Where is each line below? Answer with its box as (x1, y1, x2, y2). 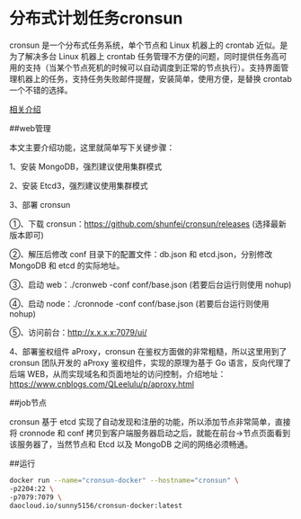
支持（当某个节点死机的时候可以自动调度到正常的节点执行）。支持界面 (24, 62, 281, 73)
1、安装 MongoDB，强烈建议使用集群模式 (9, 161, 163, 172)
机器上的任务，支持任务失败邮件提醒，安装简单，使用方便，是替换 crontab (16, 73, 292, 84)
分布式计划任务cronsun (9, 8, 183, 29)
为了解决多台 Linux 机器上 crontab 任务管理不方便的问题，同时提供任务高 (9, 50, 280, 61)
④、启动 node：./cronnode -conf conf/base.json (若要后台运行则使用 (9, 298, 270, 309)
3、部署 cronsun (9, 199, 71, 210)
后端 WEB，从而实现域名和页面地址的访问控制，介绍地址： (9, 368, 226, 379)
